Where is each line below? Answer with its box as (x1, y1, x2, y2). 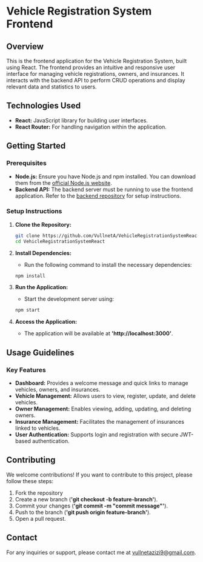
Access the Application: (15, 318, 78, 326)
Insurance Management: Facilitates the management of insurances (15, 418, 185, 425)
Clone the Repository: (15, 221, 72, 228)
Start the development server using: (24, 295, 114, 303)
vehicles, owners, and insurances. (15, 386, 101, 393)
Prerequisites (6, 159, 47, 167)
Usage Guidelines (6, 347, 75, 358)
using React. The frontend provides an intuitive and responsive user (6, 64, 176, 71)
